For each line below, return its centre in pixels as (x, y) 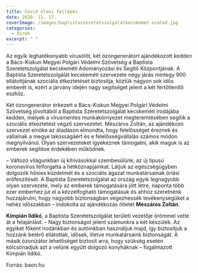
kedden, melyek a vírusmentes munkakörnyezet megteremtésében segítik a (98, 118)
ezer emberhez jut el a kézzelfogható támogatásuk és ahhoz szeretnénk (94, 192)
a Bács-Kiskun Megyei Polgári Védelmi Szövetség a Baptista (79, 62)
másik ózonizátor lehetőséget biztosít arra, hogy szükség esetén (85, 241)
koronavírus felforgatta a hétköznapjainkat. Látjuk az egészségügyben (92, 167)
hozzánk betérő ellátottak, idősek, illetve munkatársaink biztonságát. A (92, 235)
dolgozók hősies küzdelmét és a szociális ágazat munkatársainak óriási (93, 173)
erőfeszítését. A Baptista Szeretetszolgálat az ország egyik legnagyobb (93, 179)
